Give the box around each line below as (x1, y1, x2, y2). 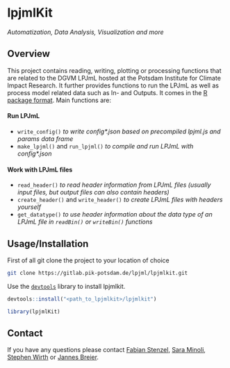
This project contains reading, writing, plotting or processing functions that (7, 66, 222, 74)
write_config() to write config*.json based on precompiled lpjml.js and (17, 127, 221, 135)
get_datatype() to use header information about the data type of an (17, 210, 213, 219)
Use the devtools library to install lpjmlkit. (7, 282, 126, 290)
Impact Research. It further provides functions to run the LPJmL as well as (7, 81, 219, 90)
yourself (17, 203, 42, 211)
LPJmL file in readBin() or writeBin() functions (17, 217, 153, 226)
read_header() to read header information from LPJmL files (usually (17, 181, 211, 189)
